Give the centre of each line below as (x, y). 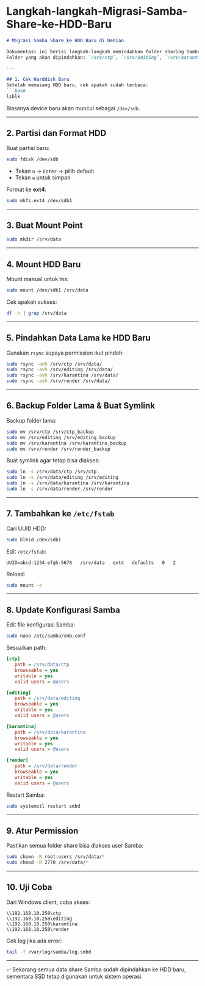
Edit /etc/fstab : (27, 551)
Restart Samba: (26, 795)
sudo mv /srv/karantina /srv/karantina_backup (67, 443)
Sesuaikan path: (27, 648)
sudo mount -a (24, 585)
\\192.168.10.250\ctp (34, 913)
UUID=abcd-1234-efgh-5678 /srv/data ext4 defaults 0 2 (91, 563)
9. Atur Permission (42, 831)
